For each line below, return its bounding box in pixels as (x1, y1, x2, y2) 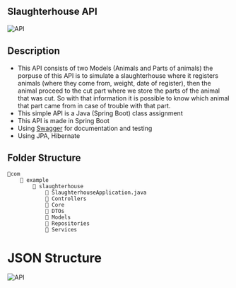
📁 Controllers (45, 195, 87, 202)
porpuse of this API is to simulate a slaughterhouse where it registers (17, 71, 219, 80)
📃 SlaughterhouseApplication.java (45, 189, 147, 197)
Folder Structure (7, 152, 81, 164)
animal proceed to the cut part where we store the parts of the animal (17, 86, 220, 95)
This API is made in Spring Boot (17, 116, 110, 125)
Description (7, 45, 60, 57)
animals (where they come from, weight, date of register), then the (17, 79, 211, 87)
